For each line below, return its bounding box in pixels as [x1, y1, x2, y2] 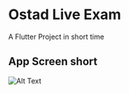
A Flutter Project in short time [8, 32, 105, 41]
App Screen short [8, 55, 98, 68]
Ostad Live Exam [8, 6, 122, 24]
